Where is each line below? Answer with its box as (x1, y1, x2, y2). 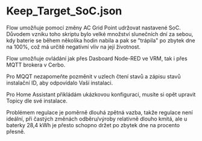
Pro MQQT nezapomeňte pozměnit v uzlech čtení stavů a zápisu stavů (6, 73, 181, 80)
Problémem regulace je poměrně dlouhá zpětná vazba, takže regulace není (6, 109, 193, 116)
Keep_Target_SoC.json (6, 4, 122, 18)
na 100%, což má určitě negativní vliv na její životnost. (6, 43, 140, 50)
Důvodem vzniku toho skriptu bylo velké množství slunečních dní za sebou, (6, 30, 194, 37)
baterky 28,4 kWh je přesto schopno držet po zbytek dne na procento (6, 121, 180, 128)
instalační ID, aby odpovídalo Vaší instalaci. (6, 79, 113, 86)
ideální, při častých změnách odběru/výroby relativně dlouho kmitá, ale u (6, 115, 188, 122)
